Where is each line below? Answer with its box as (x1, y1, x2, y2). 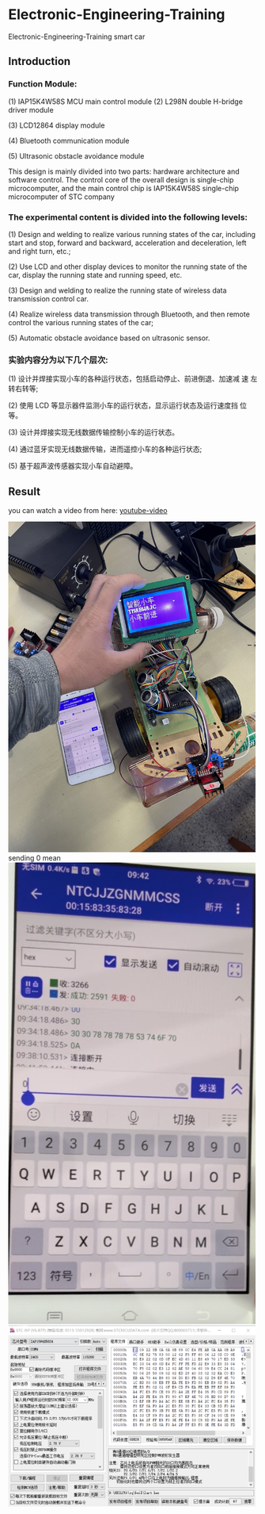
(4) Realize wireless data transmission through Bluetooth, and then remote (8, 309, 251, 319)
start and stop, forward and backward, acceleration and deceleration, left (8, 238, 247, 247)
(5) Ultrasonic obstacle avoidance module (8, 151, 145, 160)
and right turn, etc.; (8, 246, 71, 255)
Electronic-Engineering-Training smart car (8, 32, 146, 41)
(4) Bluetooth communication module (8, 136, 130, 145)
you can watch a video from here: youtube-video (8, 506, 168, 516)
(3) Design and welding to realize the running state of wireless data (8, 286, 227, 295)
